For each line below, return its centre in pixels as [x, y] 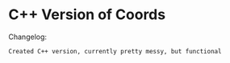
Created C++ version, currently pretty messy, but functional [115, 51]
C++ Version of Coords [87, 15]
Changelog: [27, 37]
